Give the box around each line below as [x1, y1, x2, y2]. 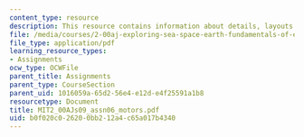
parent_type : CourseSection [9, 80, 116, 89]
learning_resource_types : [9, 47, 107, 56]
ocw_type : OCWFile [9, 64, 79, 73]
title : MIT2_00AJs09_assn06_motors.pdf [9, 105, 160, 114]
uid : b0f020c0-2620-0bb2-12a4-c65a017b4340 [9, 114, 176, 123]
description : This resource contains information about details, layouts [9, 22, 294, 31]
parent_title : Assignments [9, 72, 111, 81]
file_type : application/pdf [9, 38, 116, 48]
